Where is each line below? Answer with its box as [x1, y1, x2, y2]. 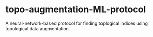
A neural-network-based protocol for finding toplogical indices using [5, 20, 148, 26]
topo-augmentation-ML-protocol [5, 4, 146, 15]
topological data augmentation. [5, 25, 70, 31]
